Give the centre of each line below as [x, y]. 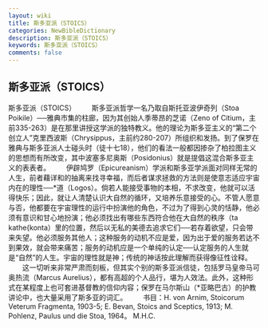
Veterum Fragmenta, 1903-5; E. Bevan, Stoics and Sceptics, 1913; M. [121, 306]
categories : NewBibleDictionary [62, 30]
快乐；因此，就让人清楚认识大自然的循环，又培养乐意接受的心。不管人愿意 [137, 197]
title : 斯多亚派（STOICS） [49, 23]
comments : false [35, 53]
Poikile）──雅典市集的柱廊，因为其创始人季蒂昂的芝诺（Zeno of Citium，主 [132, 117]
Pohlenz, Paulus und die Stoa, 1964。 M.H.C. [82, 315]
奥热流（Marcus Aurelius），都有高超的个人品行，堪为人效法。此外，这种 [128, 277]
